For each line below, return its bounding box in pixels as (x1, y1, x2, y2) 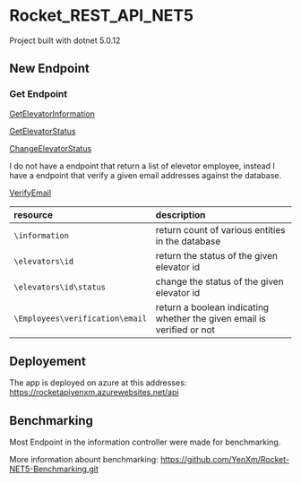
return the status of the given (155, 249, 278, 262)
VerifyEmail (9, 187, 52, 198)
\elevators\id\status (13, 281, 106, 292)
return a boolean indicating (155, 301, 270, 314)
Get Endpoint (9, 88, 68, 100)
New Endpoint (9, 61, 90, 76)
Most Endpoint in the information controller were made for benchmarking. (9, 436, 281, 448)
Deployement (9, 354, 87, 369)
